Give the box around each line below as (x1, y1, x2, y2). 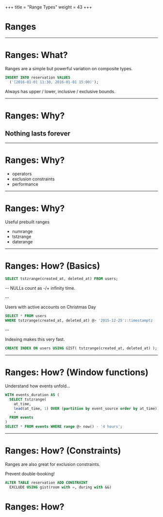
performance (12, 181, 39, 187)
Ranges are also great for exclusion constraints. (5, 461, 100, 467)
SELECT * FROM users (5, 314, 47, 318)
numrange (12, 228, 33, 234)
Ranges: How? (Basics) (5, 260, 100, 271)
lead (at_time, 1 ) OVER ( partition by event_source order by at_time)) (14, 406, 160, 411)
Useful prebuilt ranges (5, 219, 50, 225)
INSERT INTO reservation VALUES (5, 75, 70, 80)
